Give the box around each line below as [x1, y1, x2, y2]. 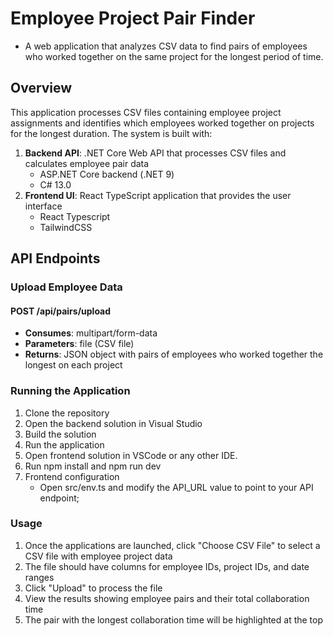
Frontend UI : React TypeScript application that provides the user [24, 189, 292, 201]
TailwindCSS [39, 221, 93, 233]
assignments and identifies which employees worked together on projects [10, 117, 315, 129]
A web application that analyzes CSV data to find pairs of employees [24, 40, 308, 52]
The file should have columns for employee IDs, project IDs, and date [24, 560, 310, 572]
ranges [24, 571, 55, 583]
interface [24, 200, 63, 212]
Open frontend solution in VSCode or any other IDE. [24, 449, 238, 461]
